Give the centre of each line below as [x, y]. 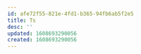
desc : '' [20, 27]
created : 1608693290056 [42, 40]
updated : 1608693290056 [42, 33]
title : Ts [22, 20]
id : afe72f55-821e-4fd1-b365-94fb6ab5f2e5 [70, 14]
